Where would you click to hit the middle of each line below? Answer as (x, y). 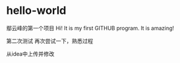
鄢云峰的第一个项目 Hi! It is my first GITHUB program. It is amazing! (90, 28)
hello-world (36, 11)
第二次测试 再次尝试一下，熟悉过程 (50, 41)
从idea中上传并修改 (30, 54)
